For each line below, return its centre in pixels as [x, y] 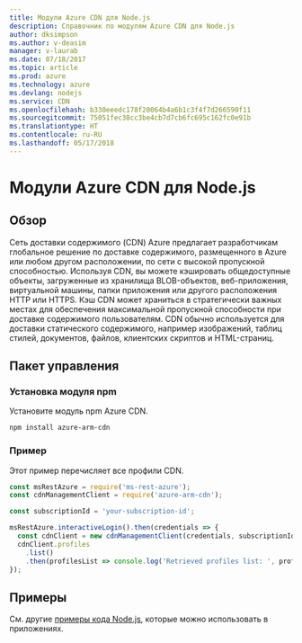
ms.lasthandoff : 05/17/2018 [62, 143]
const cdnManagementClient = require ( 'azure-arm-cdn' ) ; [116, 496]
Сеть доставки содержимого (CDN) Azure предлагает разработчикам [144, 242]
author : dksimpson [44, 34]
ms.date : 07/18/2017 [48, 59]
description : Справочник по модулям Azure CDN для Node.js [122, 26]
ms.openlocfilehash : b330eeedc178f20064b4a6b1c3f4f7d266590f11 [130, 110]
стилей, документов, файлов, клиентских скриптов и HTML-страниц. [142, 337]
